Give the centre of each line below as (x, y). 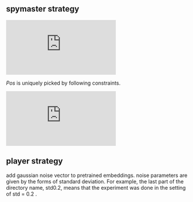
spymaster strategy (43, 9)
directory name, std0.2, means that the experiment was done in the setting (96, 187)
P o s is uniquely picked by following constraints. (63, 83)
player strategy (35, 161)
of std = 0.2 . (22, 194)
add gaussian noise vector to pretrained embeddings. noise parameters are (97, 175)
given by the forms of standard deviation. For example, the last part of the (95, 181)
